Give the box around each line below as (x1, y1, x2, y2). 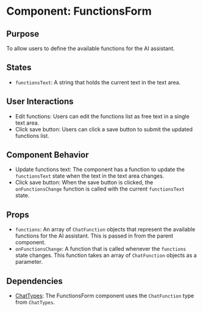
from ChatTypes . (15, 299, 55, 306)
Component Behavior (6, 150, 90, 160)
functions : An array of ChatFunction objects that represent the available (15, 226, 196, 233)
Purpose (6, 29, 40, 39)
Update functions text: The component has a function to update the (15, 166, 185, 173)
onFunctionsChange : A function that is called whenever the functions (15, 245, 187, 253)
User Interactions (6, 96, 74, 107)
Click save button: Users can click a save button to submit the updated (15, 125, 193, 132)
